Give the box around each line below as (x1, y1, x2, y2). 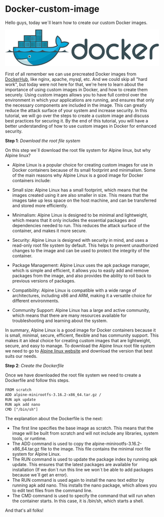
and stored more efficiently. (12, 203, 68, 209)
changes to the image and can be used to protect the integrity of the (12, 248, 150, 254)
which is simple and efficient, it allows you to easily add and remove (12, 268, 149, 274)
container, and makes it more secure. (12, 228, 87, 234)
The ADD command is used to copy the (12, 441, 91, 446)
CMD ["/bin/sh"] (5, 407, 38, 412)
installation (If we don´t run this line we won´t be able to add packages (12, 467, 154, 473)
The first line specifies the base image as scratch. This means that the (12, 425, 154, 431)
